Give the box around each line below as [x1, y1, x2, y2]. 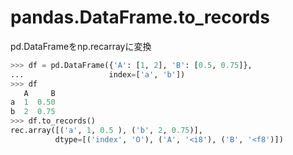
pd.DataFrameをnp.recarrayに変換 [10, 40, 152, 52]
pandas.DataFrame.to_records [10, 6, 270, 29]
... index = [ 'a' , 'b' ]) [10, 69, 186, 80]
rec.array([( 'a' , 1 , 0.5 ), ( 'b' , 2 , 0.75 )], [10, 126, 203, 136]
